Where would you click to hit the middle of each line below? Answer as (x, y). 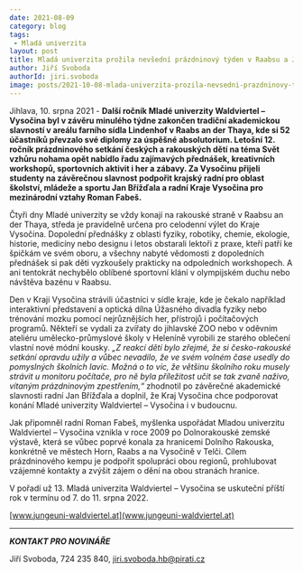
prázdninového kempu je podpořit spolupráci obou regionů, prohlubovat (143, 461)
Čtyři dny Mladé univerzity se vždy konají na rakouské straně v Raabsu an (147, 214)
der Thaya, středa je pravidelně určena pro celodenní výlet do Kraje (134, 224)
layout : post (34, 52)
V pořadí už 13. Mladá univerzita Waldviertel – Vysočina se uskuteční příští (147, 488)
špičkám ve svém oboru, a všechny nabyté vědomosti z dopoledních (137, 253)
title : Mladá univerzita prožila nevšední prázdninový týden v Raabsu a (149, 60)
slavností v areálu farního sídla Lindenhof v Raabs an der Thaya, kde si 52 (150, 130)
